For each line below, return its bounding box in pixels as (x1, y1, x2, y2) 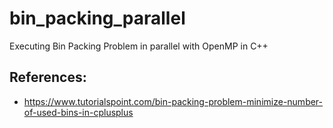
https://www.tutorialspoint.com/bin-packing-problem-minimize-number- (23, 95, 324, 107)
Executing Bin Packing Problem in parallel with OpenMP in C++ (9, 40, 269, 52)
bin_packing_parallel (9, 7, 186, 30)
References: (9, 69, 87, 86)
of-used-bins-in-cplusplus (23, 106, 134, 118)
